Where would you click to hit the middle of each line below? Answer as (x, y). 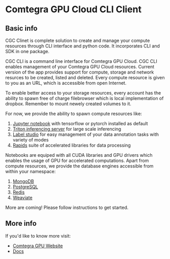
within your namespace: (31, 171)
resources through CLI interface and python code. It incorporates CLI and (82, 46)
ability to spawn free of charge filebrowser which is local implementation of (84, 98)
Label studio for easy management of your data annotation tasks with (86, 134)
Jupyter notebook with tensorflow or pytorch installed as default (80, 123)
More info (21, 223)
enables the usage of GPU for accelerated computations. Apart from (77, 160)
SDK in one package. (27, 51)
